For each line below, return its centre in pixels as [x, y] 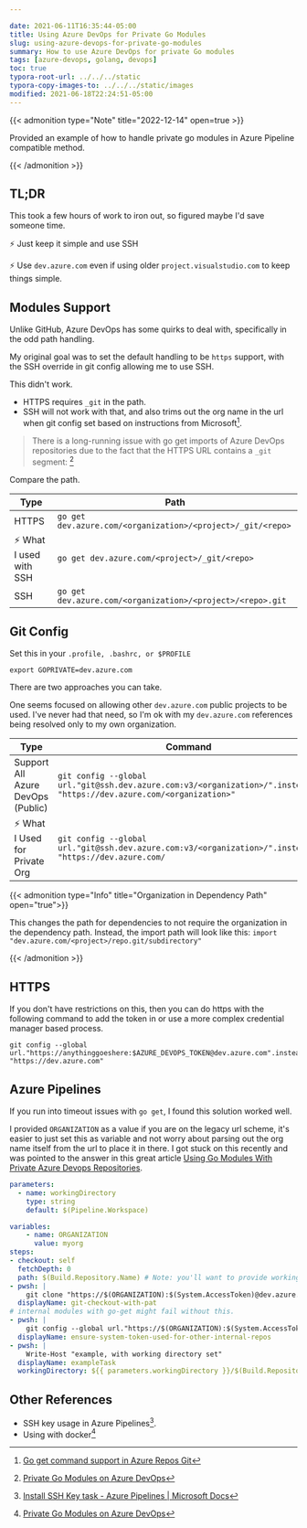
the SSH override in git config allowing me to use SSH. [112, 367]
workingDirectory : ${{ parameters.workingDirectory [118, 1371]
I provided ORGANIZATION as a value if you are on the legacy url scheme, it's [149, 1129]
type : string [51, 1202]
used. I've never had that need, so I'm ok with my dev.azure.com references [151, 715]
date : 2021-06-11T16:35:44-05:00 [73, 26]
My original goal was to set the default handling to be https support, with [147, 357]
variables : [30, 1226]
